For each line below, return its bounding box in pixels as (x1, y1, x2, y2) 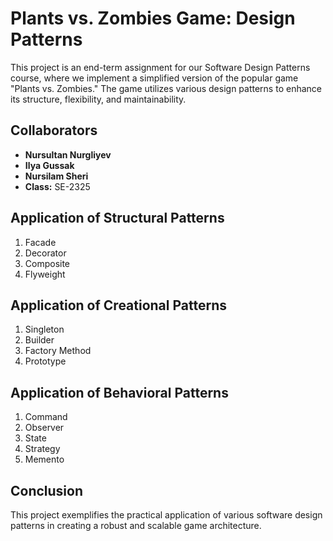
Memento (24, 453, 65, 466)
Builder (24, 334, 55, 346)
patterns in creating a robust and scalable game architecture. (10, 520, 262, 531)
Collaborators (10, 122, 98, 139)
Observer (24, 422, 65, 434)
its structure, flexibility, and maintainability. (10, 93, 187, 105)
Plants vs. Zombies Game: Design (10, 7, 296, 30)
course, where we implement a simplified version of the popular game (10, 72, 299, 84)
